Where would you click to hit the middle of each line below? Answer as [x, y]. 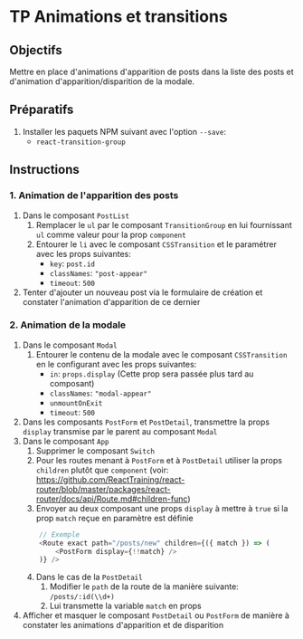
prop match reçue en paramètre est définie [114, 518]
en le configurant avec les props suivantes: [116, 364]
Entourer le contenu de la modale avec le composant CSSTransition [161, 354]
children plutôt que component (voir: [102, 470]
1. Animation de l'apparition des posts [94, 196]
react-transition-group [81, 142]
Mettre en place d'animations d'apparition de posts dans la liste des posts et [151, 72]
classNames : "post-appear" [99, 272]
